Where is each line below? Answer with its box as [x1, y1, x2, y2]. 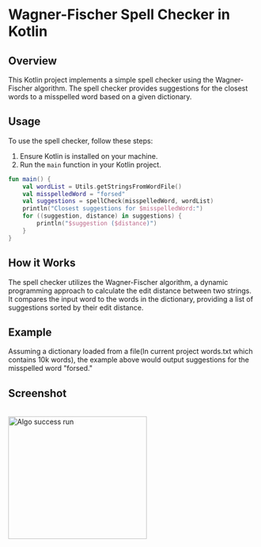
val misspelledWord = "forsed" [22, 190, 126, 198]
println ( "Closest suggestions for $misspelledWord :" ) [22, 205, 203, 213]
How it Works [8, 256, 76, 270]
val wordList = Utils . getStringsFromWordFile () [22, 183, 182, 191]
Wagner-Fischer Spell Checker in [8, 6, 231, 24]
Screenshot [8, 387, 67, 400]
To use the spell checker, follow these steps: [8, 136, 153, 145]
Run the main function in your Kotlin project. [19, 160, 162, 169]
